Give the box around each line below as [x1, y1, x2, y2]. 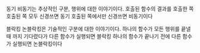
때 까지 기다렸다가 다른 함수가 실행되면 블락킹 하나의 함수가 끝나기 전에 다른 [6, 33, 181, 40]
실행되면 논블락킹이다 [12, 40, 63, 47]
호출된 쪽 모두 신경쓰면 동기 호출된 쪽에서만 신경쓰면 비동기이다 [6, 13, 153, 20]
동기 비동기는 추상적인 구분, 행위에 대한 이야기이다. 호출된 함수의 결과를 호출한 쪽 [6, 5, 194, 12]
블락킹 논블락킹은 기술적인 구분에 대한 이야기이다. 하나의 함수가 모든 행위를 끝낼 [6, 26, 191, 32]
